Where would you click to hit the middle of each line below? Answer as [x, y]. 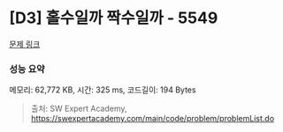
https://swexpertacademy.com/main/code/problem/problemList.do [153, 119]
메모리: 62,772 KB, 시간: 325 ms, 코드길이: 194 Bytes [103, 90]
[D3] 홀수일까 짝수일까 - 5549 [114, 18]
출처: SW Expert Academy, [79, 109]
